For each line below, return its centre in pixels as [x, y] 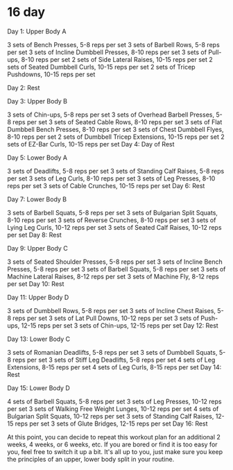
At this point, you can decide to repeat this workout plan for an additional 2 [114, 437]
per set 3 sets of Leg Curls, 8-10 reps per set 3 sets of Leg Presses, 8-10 [111, 178]
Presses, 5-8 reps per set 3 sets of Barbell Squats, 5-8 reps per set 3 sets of [116, 269]
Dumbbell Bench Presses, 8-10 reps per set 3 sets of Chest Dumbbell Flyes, [115, 129]
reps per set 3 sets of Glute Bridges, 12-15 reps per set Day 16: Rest [111, 423]
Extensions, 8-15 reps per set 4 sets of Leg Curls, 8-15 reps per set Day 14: [114, 367]
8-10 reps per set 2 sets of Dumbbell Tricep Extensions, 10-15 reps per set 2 [116, 137]
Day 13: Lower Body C [39, 339]
